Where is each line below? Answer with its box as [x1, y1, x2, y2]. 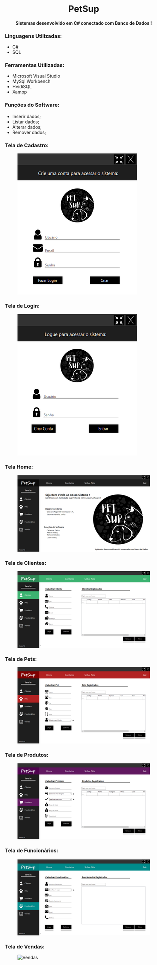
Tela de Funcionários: [5, 847, 59, 854]
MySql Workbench [12, 78, 51, 84]
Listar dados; [12, 119, 40, 125]
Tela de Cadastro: [5, 142, 49, 149]
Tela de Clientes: [5, 559, 47, 566]
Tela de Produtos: [5, 752, 49, 759]
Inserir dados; [12, 113, 41, 119]
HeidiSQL [12, 84, 32, 90]
